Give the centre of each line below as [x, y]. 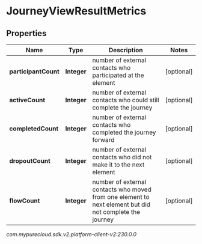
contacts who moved [122, 189]
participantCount [35, 72]
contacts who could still [126, 100]
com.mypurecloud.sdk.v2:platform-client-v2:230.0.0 [72, 234]
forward [103, 140]
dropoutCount [30, 161]
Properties [26, 33]
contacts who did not [122, 157]
